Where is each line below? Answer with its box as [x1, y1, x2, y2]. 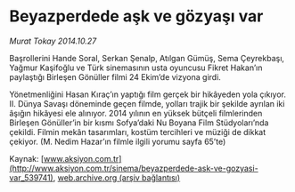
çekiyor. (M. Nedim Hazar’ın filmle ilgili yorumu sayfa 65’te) [9, 136, 226, 147]
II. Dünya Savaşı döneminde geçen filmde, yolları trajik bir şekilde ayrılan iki [9, 98, 285, 108]
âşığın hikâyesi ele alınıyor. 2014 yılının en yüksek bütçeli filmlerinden [9, 108, 263, 118]
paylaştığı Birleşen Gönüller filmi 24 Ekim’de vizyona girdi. [9, 71, 221, 82]
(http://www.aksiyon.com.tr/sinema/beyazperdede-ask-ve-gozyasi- [9, 163, 258, 173]
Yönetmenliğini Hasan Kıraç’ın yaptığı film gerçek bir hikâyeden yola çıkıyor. [9, 89, 287, 100]
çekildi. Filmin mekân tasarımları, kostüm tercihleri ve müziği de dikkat [9, 126, 266, 137]
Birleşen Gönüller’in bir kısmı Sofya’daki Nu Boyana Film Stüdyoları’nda [9, 117, 269, 128]
